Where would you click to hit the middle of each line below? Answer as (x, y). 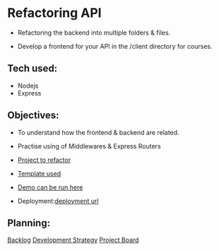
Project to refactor (44, 160)
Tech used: (32, 69)
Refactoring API (54, 13)
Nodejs (28, 86)
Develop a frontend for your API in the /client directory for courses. (115, 46)
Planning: (29, 223)
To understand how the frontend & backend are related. (98, 132)
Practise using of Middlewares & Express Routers (89, 146)
